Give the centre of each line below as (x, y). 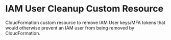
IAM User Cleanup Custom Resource (84, 9)
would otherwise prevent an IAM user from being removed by (70, 27)
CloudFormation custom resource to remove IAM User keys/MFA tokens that (86, 22)
